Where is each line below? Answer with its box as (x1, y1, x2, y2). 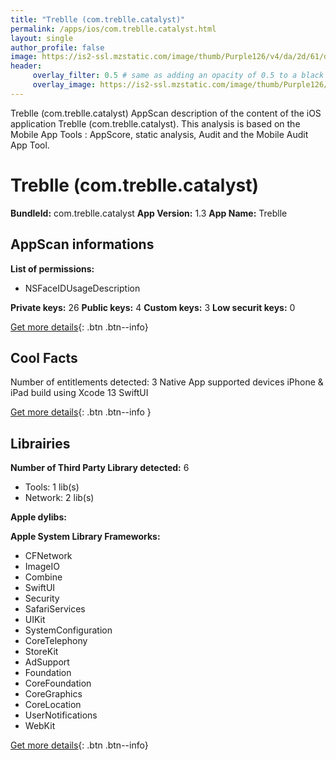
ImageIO (24, 561, 60, 573)
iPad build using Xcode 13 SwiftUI (10, 387, 149, 399)
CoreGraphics (24, 688, 83, 700)
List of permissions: (10, 262, 95, 275)
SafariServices (24, 603, 86, 615)
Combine (24, 571, 63, 583)
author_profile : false (10, 42, 105, 53)
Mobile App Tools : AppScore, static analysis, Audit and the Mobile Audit (10, 128, 309, 140)
